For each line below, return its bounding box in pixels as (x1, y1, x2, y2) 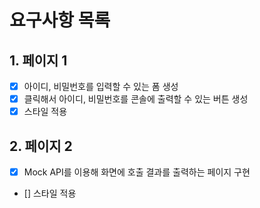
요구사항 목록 (9, 9, 111, 32)
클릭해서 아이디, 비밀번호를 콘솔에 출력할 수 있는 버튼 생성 (23, 93, 249, 105)
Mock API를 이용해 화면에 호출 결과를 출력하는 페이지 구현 (23, 166, 251, 178)
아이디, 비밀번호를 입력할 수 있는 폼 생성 (23, 81, 179, 92)
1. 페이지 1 (9, 52, 68, 69)
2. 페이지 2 (9, 137, 73, 155)
